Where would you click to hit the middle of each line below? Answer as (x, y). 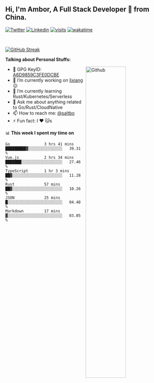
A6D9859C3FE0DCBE (36, 75)
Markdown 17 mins (33, 211)
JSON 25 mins (33, 198)
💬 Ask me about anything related (47, 102)
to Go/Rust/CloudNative (37, 107)
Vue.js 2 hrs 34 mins (40, 157)
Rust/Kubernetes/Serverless (42, 96)
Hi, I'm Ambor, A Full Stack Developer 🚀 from (77, 9)
